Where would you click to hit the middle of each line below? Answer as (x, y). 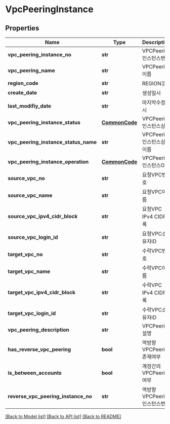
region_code (23, 83)
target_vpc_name (29, 271)
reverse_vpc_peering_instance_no (50, 396)
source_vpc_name (30, 195)
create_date (22, 93)
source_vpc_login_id (33, 237)
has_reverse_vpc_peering (39, 349)
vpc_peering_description (38, 330)
